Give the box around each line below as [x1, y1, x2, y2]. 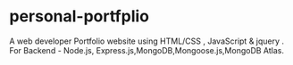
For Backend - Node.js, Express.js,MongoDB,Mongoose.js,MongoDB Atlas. [9, 45, 284, 55]
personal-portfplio [9, 6, 150, 27]
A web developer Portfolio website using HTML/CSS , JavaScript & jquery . [9, 36, 284, 46]
